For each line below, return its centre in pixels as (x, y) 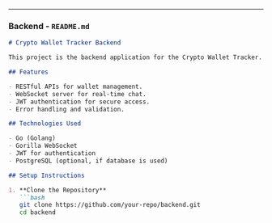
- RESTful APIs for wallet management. (76, 86)
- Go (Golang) (32, 138)
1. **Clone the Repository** (57, 190)
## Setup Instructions (47, 175)
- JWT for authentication (52, 154)
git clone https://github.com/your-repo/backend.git (110, 205)
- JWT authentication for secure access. (79, 102)
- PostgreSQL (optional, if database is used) (88, 161)
